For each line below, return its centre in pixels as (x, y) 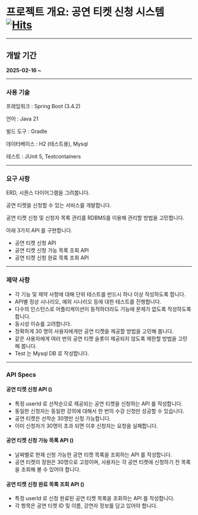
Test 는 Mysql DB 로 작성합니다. (52, 353)
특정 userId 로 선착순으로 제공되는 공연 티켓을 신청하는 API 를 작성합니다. (98, 403)
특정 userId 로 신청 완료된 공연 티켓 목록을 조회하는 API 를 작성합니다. (95, 498)
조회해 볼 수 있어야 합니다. (51, 469)
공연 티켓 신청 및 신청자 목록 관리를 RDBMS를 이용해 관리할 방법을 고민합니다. (95, 218)
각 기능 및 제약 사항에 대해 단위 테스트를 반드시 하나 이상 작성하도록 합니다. (100, 294)
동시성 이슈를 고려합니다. (43, 323)
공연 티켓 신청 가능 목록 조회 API (52, 250)
